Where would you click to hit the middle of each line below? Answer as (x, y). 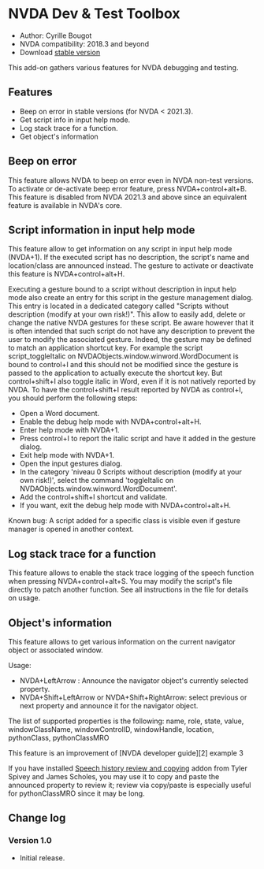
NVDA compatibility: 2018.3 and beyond (84, 43)
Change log (37, 818)
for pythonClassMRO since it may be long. (76, 793)
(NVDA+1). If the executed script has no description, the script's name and (129, 258)
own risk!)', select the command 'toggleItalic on (97, 481)
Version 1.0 (30, 841)
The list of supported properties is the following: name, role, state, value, (126, 721)
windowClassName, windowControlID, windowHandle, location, (111, 729)
